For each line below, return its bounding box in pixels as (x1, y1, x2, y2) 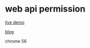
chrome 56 (5, 38, 27, 44)
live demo (5, 19, 25, 25)
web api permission (5, 3, 86, 15)
